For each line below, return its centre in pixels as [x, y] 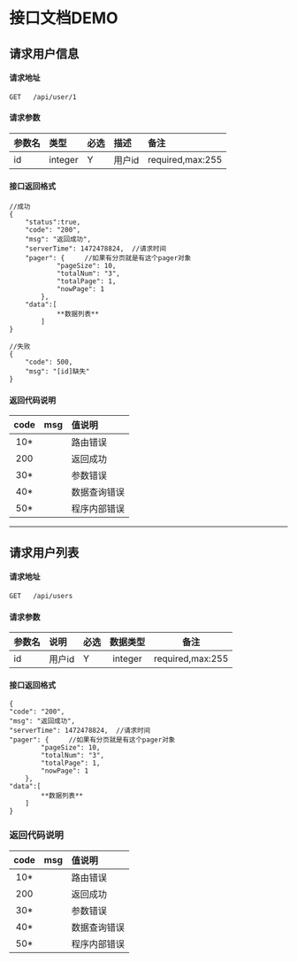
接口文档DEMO [64, 18]
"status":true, [53, 222]
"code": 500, [49, 362]
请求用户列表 [44, 553]
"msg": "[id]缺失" [57, 372]
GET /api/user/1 [43, 97]
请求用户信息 [44, 54]
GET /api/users [41, 596]
